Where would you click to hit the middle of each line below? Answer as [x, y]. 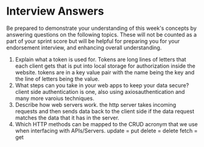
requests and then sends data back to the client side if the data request [105, 111]
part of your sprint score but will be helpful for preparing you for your [93, 41]
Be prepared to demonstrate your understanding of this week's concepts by [101, 28]
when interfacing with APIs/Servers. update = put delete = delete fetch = [106, 131]
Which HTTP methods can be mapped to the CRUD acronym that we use [106, 124]
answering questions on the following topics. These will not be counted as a [101, 34]
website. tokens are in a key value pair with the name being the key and [105, 72]
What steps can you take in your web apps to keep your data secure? [102, 85]
